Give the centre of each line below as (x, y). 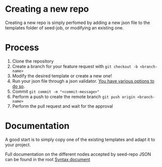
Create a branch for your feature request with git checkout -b (75, 66)
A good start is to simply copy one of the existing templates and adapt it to (80, 139)
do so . (19, 86)
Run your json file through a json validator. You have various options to (83, 81)
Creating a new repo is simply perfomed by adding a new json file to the (78, 23)
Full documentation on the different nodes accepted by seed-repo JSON (78, 154)
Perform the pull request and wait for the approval (63, 106)
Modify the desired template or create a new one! (62, 76)
